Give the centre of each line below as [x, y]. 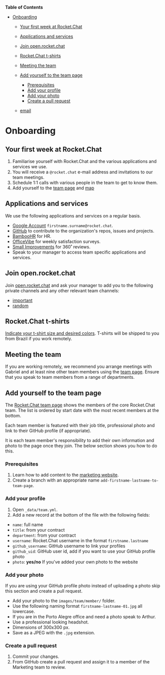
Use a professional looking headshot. [51, 622]
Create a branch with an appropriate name [56, 480]
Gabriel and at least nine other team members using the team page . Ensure [82, 372]
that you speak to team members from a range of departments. [70, 377]
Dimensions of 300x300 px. [41, 627]
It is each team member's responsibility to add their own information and [80, 440]
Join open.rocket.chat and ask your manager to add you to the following [79, 285]
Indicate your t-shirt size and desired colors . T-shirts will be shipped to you [82, 333]
